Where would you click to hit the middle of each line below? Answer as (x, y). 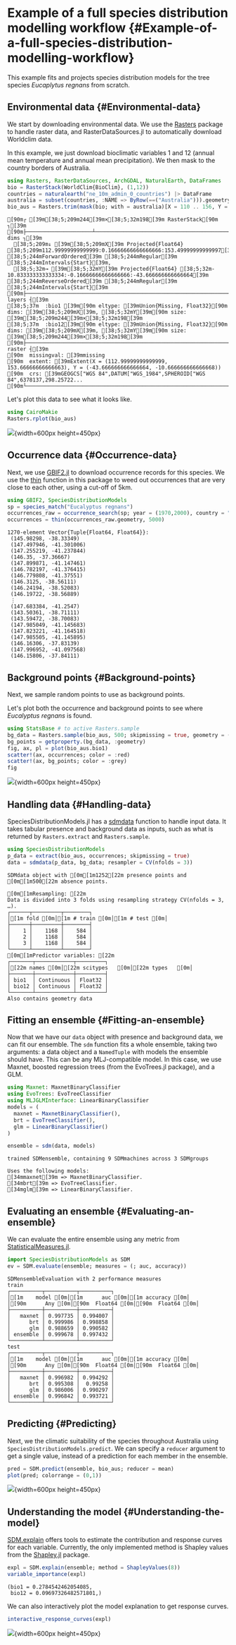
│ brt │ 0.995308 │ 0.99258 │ (61, 1383)
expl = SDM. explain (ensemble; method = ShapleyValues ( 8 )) (94, 1568)
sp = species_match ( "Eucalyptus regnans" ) (70, 507)
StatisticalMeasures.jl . (39, 1247)
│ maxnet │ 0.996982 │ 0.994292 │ (61, 1377)
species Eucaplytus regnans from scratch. (68, 85)
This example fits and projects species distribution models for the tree (109, 77)
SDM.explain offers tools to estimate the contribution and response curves (115, 1540)
